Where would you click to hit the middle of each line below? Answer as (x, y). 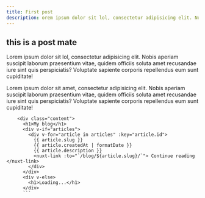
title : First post (30, 12)
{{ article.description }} (68, 151)
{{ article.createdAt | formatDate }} (83, 146)
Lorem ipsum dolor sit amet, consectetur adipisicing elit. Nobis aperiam (96, 88)
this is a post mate (42, 42)
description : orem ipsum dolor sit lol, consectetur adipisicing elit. (99, 18)
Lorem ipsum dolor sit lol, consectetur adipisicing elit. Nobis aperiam (92, 57)
